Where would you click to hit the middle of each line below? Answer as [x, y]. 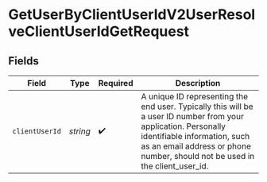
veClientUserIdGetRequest [99, 31]
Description [198, 83]
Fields [24, 61]
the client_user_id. [175, 166]
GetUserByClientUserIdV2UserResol [132, 15]
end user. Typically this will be [197, 106]
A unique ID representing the [195, 97]
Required [116, 83]
